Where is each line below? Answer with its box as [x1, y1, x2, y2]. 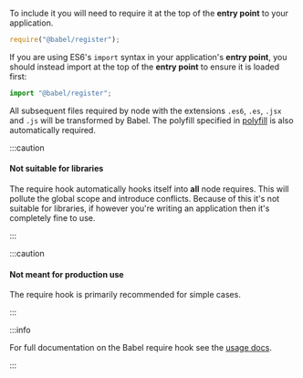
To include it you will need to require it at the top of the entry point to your [9, 8, 289, 18]
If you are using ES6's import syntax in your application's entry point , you [9, 51, 287, 62]
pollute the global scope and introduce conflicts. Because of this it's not [9, 193, 280, 204]
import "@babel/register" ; [9, 89, 112, 98]
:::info [9, 324, 31, 336]
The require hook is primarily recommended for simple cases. [9, 289, 242, 300]
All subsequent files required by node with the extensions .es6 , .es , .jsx [9, 105, 282, 116]
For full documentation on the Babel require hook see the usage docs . [9, 342, 272, 353]
